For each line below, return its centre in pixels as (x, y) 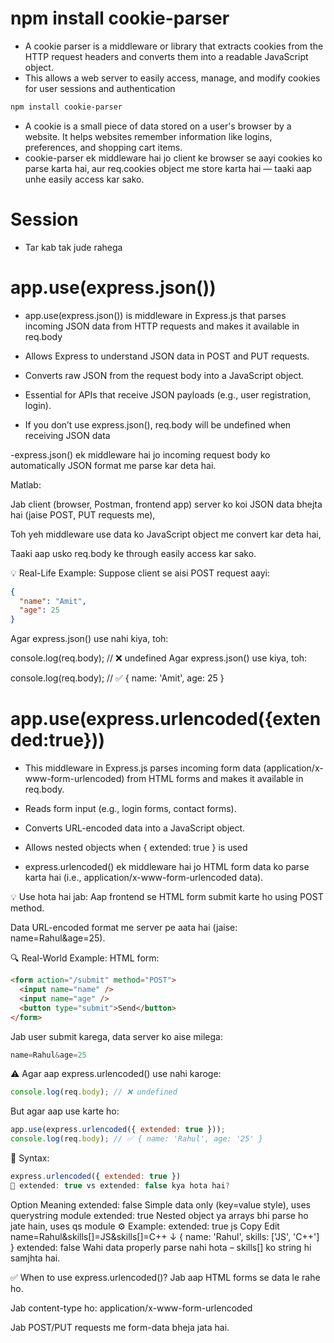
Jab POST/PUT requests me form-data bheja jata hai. (120, 1327)
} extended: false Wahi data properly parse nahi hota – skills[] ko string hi (161, 1247)
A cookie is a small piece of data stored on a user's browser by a (158, 126)
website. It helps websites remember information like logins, (148, 136)
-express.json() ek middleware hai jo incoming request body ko (140, 454)
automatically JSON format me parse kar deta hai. (113, 465)
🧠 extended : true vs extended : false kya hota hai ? (120, 1185)
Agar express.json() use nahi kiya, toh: (89, 639)
